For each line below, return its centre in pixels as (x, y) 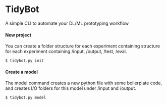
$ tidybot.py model (26, 98)
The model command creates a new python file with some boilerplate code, (84, 83)
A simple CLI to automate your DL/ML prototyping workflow (67, 23)
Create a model (21, 72)
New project (18, 35)
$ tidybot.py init (24, 61)
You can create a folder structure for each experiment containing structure (83, 46)
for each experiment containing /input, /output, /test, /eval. (66, 51)
